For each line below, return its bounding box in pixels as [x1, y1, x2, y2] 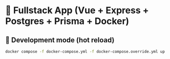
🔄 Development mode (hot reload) [5, 36, 115, 44]
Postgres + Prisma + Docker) [5, 15, 129, 27]
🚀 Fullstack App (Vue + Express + [5, 5, 149, 16]
